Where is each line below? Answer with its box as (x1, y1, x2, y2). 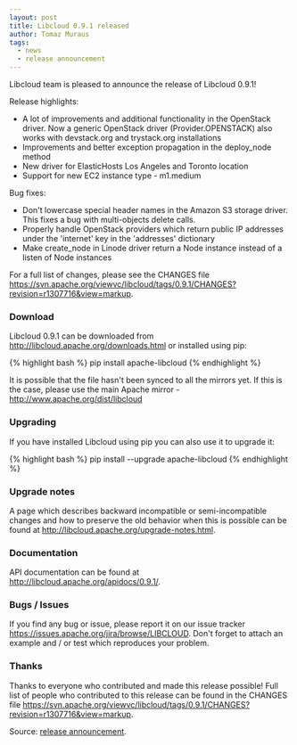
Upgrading (9, 416, 56, 429)
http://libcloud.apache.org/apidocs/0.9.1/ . (9, 577, 161, 587)
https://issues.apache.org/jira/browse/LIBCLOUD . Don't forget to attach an (9, 628, 284, 639)
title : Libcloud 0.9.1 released (9, 21, 129, 30)
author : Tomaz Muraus (9, 29, 90, 38)
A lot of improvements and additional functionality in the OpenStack (21, 113, 271, 124)
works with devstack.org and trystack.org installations (21, 133, 221, 143)
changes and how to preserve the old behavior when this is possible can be (9, 514, 287, 526)
